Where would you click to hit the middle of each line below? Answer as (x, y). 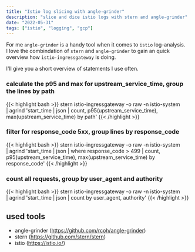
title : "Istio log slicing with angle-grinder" (65, 11)
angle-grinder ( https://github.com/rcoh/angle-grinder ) (80, 230)
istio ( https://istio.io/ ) (40, 243)
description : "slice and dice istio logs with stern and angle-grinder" (97, 17)
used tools (26, 216)
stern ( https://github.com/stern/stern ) (60, 237)
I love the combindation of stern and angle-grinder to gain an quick (88, 51)
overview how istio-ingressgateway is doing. (61, 57)
